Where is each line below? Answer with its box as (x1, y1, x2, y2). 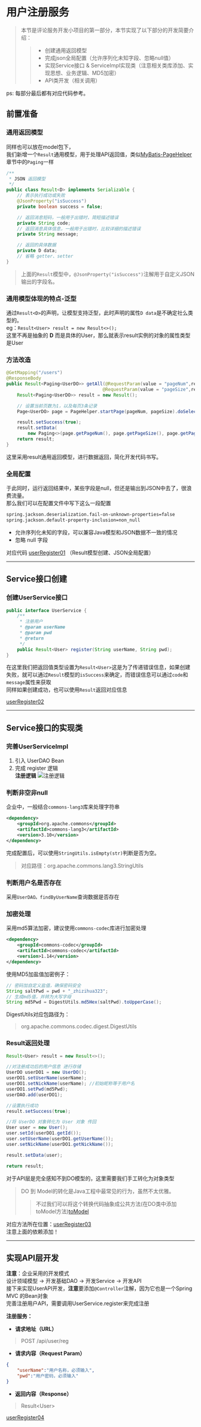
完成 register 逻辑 (14, 765, 59, 772)
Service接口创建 (6, 574, 68, 584)
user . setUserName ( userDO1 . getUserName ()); (6, 1136, 114, 1142)
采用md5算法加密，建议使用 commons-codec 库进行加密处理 (6, 924, 147, 932)
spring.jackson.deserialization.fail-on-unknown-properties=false (6, 512, 175, 518)
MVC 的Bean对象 (6, 1292, 48, 1300)
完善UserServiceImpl (6, 742, 69, 751)
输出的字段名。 (20, 277, 58, 285)
